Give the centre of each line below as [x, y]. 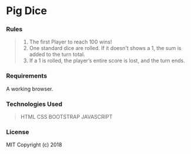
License [18, 132]
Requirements [27, 76]
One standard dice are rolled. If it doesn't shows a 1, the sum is [105, 48]
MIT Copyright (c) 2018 [34, 145]
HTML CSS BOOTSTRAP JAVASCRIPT [66, 117]
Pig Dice [27, 11]
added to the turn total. [57, 55]
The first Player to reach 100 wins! [71, 42]
